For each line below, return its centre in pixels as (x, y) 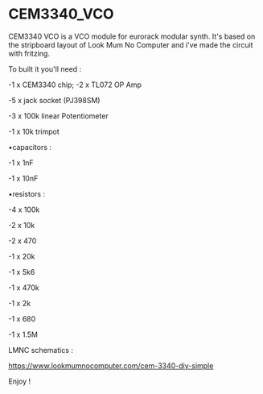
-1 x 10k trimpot (34, 131)
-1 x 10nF (23, 178)
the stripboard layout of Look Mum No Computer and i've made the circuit (131, 44)
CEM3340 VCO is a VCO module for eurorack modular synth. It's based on (132, 36)
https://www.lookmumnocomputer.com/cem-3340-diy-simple (111, 365)
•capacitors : (30, 147)
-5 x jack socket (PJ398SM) (54, 100)
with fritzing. (29, 53)
